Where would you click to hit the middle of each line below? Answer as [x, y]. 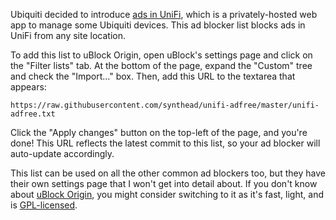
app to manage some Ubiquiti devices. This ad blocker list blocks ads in [158, 25]
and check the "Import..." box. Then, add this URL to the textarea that [153, 76]
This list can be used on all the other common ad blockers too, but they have [168, 173]
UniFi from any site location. [68, 35]
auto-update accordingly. [62, 153]
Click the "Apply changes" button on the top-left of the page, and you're [159, 132]
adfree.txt [33, 114]
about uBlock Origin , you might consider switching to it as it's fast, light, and [167, 194]
